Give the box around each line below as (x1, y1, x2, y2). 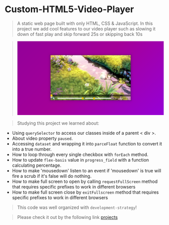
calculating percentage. (12, 162, 62, 168)
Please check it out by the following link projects (17, 214, 118, 220)
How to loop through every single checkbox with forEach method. (12, 151, 148, 158)
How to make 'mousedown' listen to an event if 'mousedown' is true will (12, 167, 161, 173)
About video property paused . (12, 135, 73, 141)
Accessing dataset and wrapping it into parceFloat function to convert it (12, 140, 162, 146)
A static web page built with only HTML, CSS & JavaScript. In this (17, 20, 153, 26)
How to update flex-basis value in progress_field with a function (12, 157, 149, 163)
